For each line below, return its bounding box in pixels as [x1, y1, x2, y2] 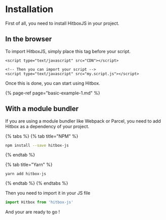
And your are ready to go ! [5, 209, 60, 215]
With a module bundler [5, 104, 79, 113]
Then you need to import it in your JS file [5, 190, 91, 196]
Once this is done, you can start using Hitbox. [5, 80, 100, 86]
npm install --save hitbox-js [5, 143, 69, 148]
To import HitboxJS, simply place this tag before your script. [5, 48, 131, 54]
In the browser [5, 35, 52, 43]
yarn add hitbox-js [5, 172, 47, 177]
